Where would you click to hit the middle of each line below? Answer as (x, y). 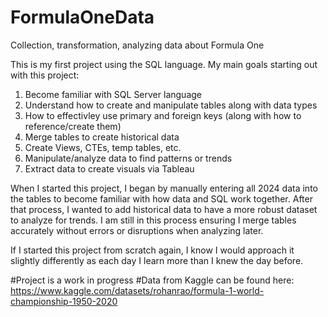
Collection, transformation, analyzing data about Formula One (137, 45)
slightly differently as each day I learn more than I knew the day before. (157, 260)
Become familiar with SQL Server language (113, 94)
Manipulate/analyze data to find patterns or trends (128, 158)
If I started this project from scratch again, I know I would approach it (152, 250)
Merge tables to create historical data (102, 137)
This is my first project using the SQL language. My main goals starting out (164, 64)
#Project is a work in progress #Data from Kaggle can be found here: (152, 280)
